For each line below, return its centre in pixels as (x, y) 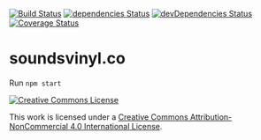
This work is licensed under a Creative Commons (99, 117)
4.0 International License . (116, 126)
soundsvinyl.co (67, 59)
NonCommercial (39, 126)
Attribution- (211, 117)
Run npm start (35, 83)
